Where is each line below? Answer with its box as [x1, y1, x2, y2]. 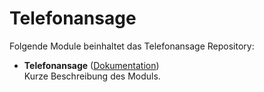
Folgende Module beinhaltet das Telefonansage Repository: [9, 40, 255, 52]
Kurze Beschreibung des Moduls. [23, 70, 161, 82]
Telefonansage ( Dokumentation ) [23, 59, 160, 71]
